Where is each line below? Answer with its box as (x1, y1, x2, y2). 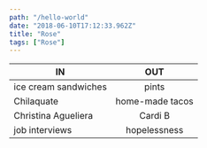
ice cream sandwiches (13, 81, 108, 93)
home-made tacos (115, 95, 195, 107)
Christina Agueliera (13, 110, 94, 122)
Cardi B (139, 110, 171, 122)
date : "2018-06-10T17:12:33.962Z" (9, 21, 137, 30)
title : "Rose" (9, 29, 62, 38)
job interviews (13, 124, 73, 136)
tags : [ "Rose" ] (9, 37, 65, 47)
